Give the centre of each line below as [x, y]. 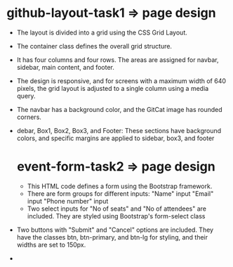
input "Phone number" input [68, 201]
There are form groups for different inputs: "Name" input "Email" [120, 193]
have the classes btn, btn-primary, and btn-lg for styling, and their [112, 237]
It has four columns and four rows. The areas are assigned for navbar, [118, 60]
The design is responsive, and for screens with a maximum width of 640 [121, 81]
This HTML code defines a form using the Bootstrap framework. [120, 186]
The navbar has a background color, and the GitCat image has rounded [119, 109]
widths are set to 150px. [51, 244]
